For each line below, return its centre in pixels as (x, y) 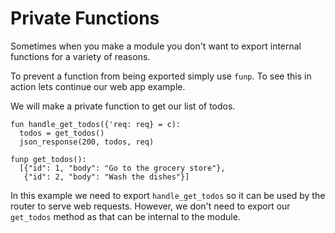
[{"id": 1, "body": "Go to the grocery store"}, (122, 168)
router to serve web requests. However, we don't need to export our (150, 206)
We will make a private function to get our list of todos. (123, 106)
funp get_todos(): (48, 159)
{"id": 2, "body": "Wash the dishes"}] (106, 177)
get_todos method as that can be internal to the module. (125, 216)
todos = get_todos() (62, 133)
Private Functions (85, 18)
